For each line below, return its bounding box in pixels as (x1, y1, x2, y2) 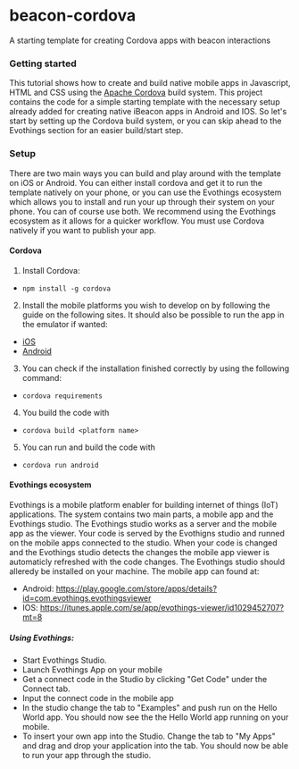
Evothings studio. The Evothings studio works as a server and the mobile (9, 518, 278, 528)
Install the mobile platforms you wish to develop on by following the (21, 300, 270, 310)
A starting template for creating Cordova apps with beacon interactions (9, 35, 271, 46)
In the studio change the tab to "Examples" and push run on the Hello (21, 702, 278, 713)
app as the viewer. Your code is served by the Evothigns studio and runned (9, 528, 286, 538)
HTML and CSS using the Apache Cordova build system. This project (9, 87, 263, 98)
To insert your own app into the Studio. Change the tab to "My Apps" (21, 731, 276, 741)
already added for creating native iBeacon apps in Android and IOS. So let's (9, 106, 287, 117)
